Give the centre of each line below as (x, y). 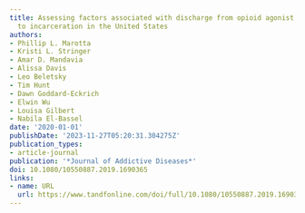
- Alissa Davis (38, 69)
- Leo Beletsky (38, 77)
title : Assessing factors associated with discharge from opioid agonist (152, 18)
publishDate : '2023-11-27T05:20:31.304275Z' (95, 136)
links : (22, 178)
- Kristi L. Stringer (50, 52)
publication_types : (46, 144)
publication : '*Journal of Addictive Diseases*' (103, 161)
